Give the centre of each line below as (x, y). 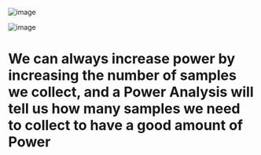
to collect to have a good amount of (126, 126)
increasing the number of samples (123, 76)
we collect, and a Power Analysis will (131, 92)
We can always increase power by (122, 59)
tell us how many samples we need (125, 109)
